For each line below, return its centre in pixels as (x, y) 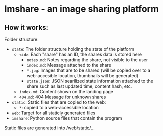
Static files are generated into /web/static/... (50, 128)
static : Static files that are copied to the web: (59, 102)
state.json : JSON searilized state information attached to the (90, 81)
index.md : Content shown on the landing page (66, 92)
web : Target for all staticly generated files (54, 113)
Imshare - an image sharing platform (82, 9)
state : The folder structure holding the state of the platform (73, 49)
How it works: (26, 28)
